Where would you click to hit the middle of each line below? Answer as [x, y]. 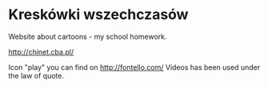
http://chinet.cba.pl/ [41, 52]
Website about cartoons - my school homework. [88, 36]
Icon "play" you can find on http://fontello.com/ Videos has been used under [134, 67]
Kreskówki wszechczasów [98, 15]
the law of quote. [36, 75]
